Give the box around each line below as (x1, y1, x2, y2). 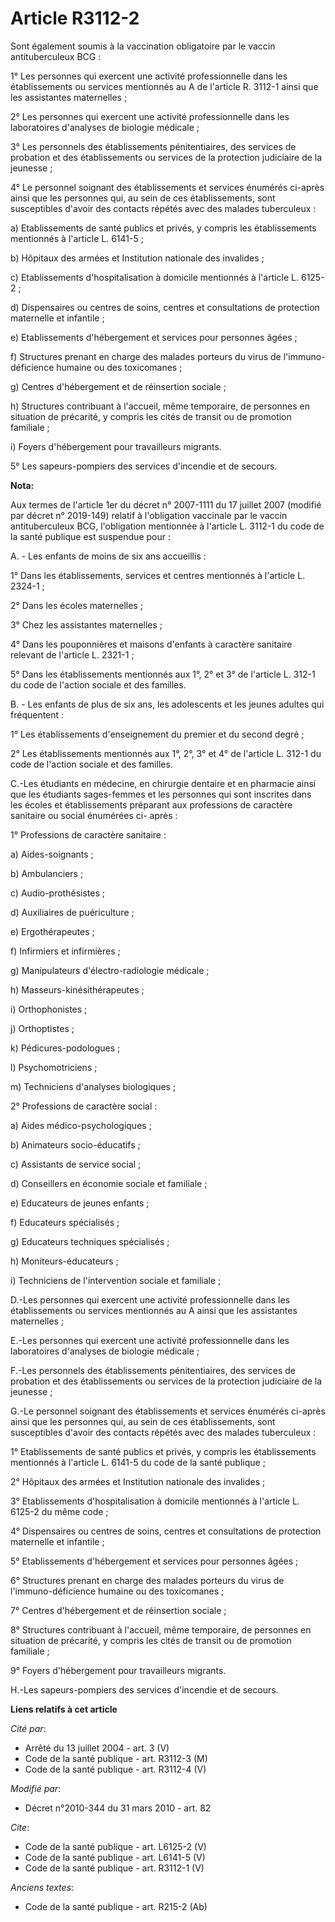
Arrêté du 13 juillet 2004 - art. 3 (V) (24, 1742, 170, 1754)
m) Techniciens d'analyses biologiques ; (10, 1080, 177, 1092)
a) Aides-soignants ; (10, 848, 94, 860)
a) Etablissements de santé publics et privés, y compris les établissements (10, 222, 317, 234)
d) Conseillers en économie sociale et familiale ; (10, 1177, 208, 1189)
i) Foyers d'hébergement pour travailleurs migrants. (10, 440, 222, 452)
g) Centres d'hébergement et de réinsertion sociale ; (10, 380, 227, 392)
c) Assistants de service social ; (10, 1158, 142, 1170)
